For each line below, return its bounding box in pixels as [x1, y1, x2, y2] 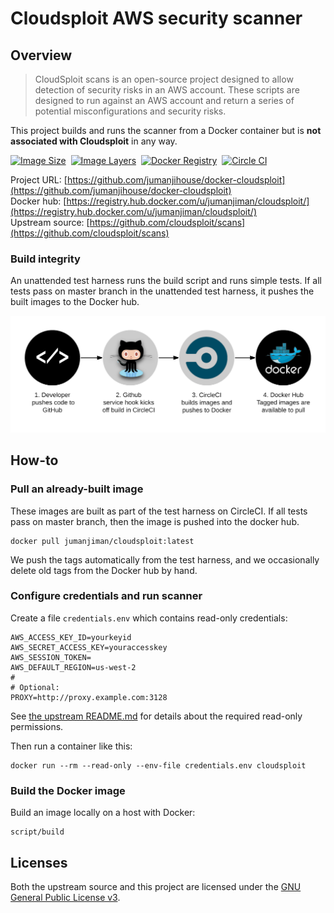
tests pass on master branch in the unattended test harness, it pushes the [10, 285, 315, 297]
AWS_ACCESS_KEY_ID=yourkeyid [10, 632, 132, 642]
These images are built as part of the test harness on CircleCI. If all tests [10, 505, 308, 517]
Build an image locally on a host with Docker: [10, 807, 196, 819]
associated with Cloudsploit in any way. [10, 135, 178, 147]
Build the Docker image [10, 783, 126, 797]
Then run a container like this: [10, 740, 133, 752]
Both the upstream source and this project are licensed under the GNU [10, 880, 302, 892]
